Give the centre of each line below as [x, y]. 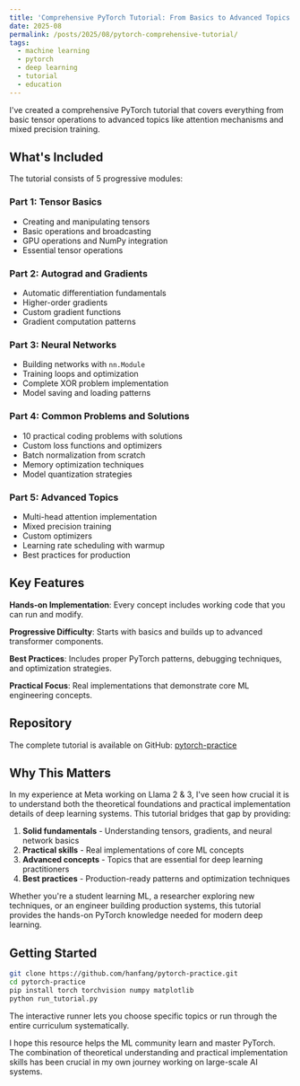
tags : [19, 43]
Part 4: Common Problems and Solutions [99, 416]
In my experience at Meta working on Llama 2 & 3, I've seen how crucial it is [149, 794]
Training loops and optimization [80, 374]
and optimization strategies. [60, 668]
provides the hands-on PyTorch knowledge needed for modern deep [136, 915]
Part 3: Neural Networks [63, 345]
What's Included [56, 158]
